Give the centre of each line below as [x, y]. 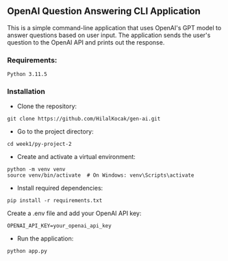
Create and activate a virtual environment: [76, 157]
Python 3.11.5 [27, 75]
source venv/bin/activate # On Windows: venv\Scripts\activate [101, 175]
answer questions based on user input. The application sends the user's [109, 35]
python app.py [27, 251]
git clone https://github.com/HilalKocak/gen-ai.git [84, 119]
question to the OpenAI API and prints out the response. [86, 42]
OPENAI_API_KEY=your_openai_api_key [59, 226]
